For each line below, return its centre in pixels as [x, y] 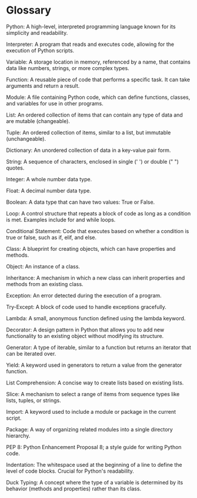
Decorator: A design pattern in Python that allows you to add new [85, 330]
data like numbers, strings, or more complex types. [68, 68]
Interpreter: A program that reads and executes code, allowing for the [90, 44]
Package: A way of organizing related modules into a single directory [90, 429]
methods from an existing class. [45, 284]
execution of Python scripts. [40, 50]
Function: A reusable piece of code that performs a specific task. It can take [98, 79]
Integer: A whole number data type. [49, 179]
